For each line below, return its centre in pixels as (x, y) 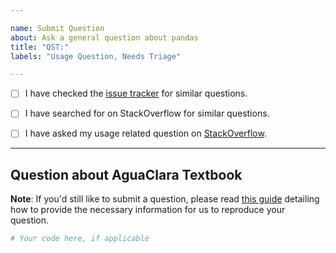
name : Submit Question (57, 28)
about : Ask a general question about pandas (104, 37)
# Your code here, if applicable (80, 239)
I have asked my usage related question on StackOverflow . (145, 133)
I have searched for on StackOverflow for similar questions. (147, 113)
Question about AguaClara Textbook (126, 174)
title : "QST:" (40, 47)
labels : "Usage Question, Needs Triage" (96, 56)
